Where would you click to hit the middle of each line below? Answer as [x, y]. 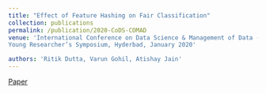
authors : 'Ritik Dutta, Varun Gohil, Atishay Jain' [95, 59]
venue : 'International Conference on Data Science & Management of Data [131, 38]
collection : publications [51, 23]
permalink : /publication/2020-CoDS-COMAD [78, 30]
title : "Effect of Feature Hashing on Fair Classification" [110, 15]
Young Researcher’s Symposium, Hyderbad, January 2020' [102, 45]
